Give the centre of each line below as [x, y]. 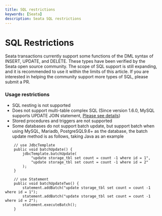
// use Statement [31, 179]
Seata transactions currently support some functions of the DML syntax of [79, 56]
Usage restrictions [27, 94]
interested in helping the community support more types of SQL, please [77, 77]
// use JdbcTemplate [34, 145]
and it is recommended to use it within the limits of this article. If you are [77, 72]
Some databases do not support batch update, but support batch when [83, 126]
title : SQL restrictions [30, 9]
